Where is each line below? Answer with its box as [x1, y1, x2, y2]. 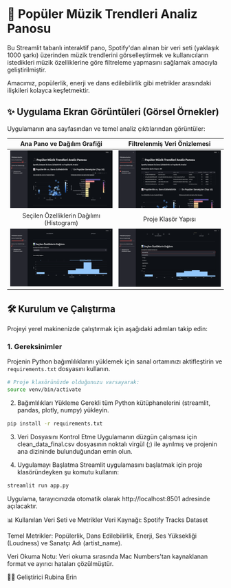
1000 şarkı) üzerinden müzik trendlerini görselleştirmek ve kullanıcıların [7, 51, 209, 59]
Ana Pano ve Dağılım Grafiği [20, 140, 103, 148]
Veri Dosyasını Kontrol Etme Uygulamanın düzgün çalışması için [16, 432, 197, 441]
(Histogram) [44, 218, 79, 227]
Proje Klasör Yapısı [143, 215, 196, 223]
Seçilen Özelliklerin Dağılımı [22, 211, 101, 220]
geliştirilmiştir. [7, 65, 47, 74]
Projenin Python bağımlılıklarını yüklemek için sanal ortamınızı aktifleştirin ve [7, 357, 223, 366]
